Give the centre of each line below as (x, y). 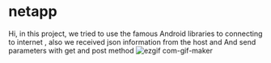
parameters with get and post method (72, 50)
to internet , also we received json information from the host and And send (132, 41)
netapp (33, 12)
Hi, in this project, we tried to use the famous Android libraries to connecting (135, 33)
